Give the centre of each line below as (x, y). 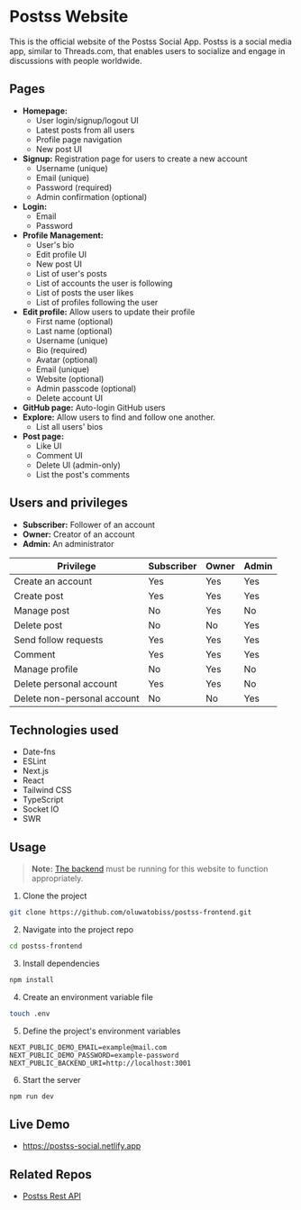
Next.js (36, 771)
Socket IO (41, 809)
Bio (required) (61, 350)
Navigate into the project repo (78, 930)
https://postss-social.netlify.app (82, 1146)
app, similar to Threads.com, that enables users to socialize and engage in (147, 50)
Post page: (43, 436)
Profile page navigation (79, 139)
